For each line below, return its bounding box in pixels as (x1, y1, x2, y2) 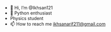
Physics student (10, 15, 44, 21)
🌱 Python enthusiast (10, 10, 52, 16)
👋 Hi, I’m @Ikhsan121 (10, 5, 53, 10)
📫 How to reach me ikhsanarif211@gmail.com (10, 21, 106, 27)
